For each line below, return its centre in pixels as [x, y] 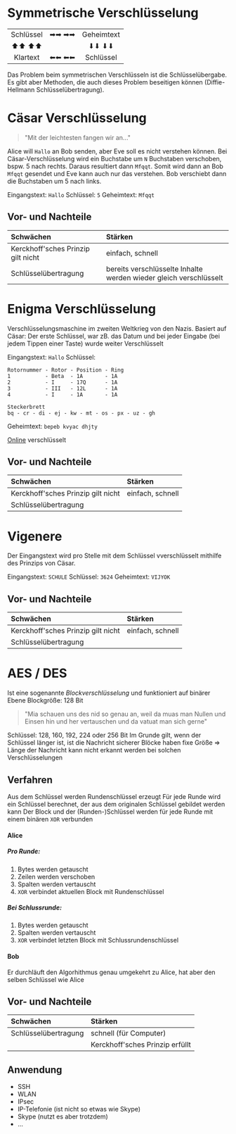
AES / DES [37, 673]
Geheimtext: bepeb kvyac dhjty [53, 426]
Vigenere [35, 536]
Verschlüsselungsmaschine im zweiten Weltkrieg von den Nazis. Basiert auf [117, 328]
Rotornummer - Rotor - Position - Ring [66, 370]
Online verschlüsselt [37, 440]
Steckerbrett [26, 407]
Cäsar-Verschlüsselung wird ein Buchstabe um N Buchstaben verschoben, [114, 158]
